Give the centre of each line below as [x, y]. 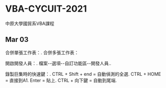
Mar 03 [17, 40]
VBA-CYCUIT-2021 [46, 9]
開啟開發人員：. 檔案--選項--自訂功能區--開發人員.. [58, 63]
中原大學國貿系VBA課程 [30, 23]
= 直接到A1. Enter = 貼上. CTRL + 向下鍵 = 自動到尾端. [61, 80]
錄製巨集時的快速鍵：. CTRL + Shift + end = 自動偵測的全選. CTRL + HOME [83, 74]
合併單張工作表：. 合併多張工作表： [42, 52]
